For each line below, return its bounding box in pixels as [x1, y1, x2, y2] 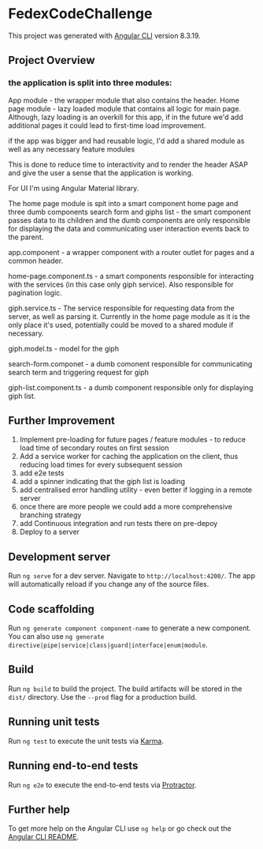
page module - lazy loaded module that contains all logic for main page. [8, 103, 242, 113]
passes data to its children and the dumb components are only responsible [8, 215, 250, 225]
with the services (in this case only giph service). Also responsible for [8, 280, 235, 289]
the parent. [8, 232, 44, 242]
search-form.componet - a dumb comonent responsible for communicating [8, 359, 253, 368]
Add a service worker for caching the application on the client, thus [19, 452, 239, 461]
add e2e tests [19, 468, 65, 478]
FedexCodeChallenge [8, 5, 153, 23]
